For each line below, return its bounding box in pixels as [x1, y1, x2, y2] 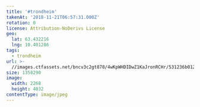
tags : [6, 48, 20, 53]
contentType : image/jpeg [6, 92, 68, 97]
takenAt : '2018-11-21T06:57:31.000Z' [6, 14, 100, 20]
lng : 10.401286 [11, 42, 49, 48]
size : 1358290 [6, 70, 42, 75]
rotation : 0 [6, 20, 36, 26]
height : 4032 [11, 86, 44, 92]
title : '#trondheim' [6, 8, 58, 15]
